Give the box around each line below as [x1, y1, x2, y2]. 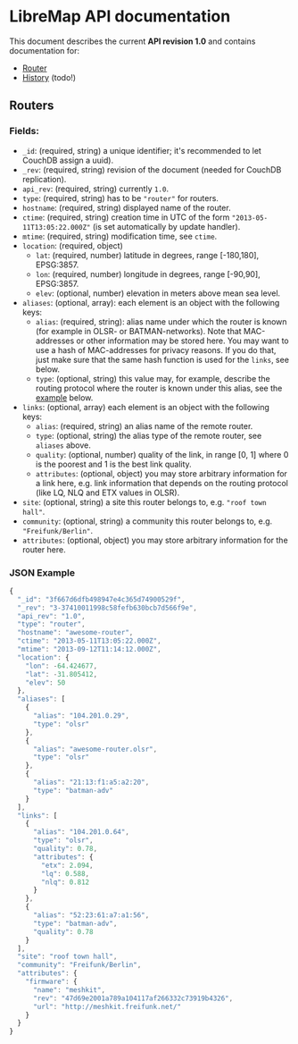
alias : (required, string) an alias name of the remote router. [35, 420, 253, 431]
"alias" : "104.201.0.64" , [32, 828, 129, 837]
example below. [35, 391, 94, 403]
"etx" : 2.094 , [41, 861, 94, 870]
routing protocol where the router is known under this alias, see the [35, 383, 283, 393]
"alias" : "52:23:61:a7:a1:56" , [32, 911, 150, 920]
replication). [21, 173, 67, 184]
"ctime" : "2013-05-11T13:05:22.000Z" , [17, 636, 162, 645]
